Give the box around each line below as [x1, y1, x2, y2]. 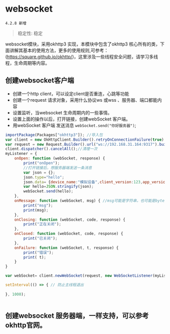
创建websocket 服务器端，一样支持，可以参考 [5, 312, 149, 320]
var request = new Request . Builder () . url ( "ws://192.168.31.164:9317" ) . [5, 142, 159, 147]
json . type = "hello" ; [23, 175, 65, 180]
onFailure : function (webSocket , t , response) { [14, 245, 119, 251]
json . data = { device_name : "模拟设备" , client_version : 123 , [23, 179, 143, 185]
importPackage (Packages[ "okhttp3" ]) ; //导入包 [5, 132, 103, 137]
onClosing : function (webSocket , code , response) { [14, 217, 125, 222]
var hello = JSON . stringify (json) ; [23, 184, 94, 189]
